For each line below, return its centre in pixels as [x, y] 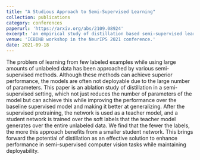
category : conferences [34, 23]
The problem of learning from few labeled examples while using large [91, 62]
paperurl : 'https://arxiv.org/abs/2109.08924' [65, 28]
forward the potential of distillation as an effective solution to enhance [92, 138]
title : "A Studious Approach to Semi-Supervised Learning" [81, 12]
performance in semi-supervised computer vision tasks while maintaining [96, 144]
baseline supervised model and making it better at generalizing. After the [96, 106]
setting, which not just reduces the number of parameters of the [113, 94]
